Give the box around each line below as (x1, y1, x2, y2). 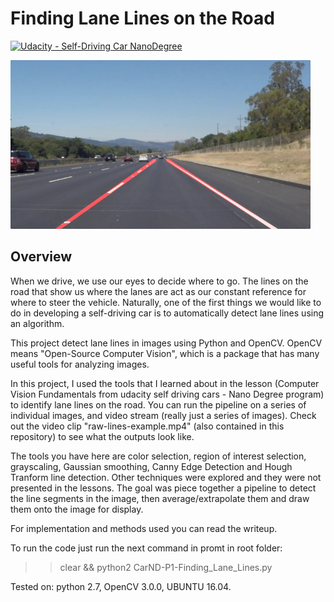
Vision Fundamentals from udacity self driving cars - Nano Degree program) (10, 388, 325, 400)
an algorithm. (10, 317, 65, 329)
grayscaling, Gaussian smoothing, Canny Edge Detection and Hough (10, 460, 293, 472)
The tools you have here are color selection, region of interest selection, (10, 450, 307, 462)
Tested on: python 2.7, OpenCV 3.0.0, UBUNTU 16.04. (10, 580, 232, 592)
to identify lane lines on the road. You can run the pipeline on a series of (10, 398, 307, 411)
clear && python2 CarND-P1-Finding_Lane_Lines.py (59, 561, 273, 573)
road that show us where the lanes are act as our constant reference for (10, 285, 307, 297)
